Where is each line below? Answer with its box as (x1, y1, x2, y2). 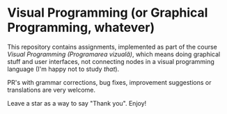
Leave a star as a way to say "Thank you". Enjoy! (7, 99, 147, 107)
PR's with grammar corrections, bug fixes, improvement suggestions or (7, 78, 212, 86)
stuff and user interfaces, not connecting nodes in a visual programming (7, 57, 214, 65)
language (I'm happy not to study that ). (7, 65, 120, 73)
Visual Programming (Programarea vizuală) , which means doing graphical (7, 50, 221, 58)
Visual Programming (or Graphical (7, 5, 208, 21)
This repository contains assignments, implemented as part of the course (7, 42, 217, 51)
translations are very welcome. (7, 85, 96, 94)
